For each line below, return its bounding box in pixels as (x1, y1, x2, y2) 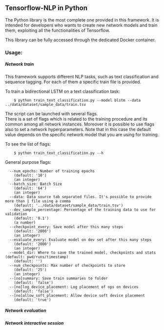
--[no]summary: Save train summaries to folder (9, 276, 108, 281)
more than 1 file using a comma (5, 199, 71, 203)
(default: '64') (14, 186, 47, 191)
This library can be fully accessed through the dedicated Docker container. (5, 37, 156, 43)
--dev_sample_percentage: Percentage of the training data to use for (9, 207, 156, 212)
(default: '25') (14, 267, 47, 272)
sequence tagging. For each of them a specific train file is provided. (5, 78, 142, 85)
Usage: (5, 49, 23, 56)
